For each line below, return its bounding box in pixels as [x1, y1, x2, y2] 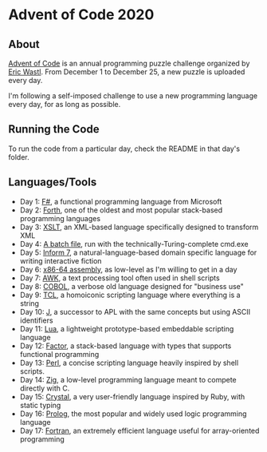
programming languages [19, 213, 101, 223]
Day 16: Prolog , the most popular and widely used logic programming [19, 409, 247, 418]
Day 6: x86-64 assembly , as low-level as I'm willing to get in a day [19, 264, 238, 274]
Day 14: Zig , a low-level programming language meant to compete [19, 375, 237, 384]
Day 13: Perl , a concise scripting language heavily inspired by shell [19, 358, 239, 367]
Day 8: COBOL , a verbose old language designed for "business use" [19, 281, 245, 291]
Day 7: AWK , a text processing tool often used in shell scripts [19, 273, 221, 283]
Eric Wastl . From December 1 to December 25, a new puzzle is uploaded [8, 67, 245, 77]
